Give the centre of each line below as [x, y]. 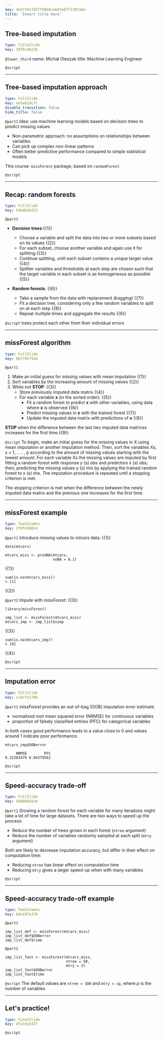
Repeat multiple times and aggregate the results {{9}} [73, 313]
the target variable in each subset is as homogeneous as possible [85, 274]
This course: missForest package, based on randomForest [62, 166]
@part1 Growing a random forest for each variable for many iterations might [80, 811]
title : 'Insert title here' [33, 14]
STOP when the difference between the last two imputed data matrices [76, 427]
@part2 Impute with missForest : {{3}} [42, 600]
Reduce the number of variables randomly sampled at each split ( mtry [82, 836]
